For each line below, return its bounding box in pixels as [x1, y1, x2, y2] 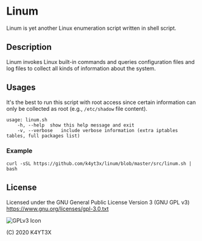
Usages [6, 82, 36, 93]
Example [6, 147, 33, 155]
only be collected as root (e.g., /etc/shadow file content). [6, 105, 148, 112]
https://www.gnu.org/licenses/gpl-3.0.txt [6, 205, 109, 212]
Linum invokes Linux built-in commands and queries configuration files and [6, 58, 195, 65]
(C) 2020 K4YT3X [6, 228, 52, 236]
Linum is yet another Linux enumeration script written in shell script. [6, 24, 176, 32]
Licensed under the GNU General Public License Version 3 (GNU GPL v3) [6, 198, 190, 206]
